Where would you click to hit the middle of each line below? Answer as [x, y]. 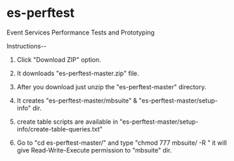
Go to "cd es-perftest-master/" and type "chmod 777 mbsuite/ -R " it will [122, 143]
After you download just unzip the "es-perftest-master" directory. [111, 86]
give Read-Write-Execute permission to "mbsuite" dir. [94, 150]
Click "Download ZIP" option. [59, 59]
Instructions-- [27, 46]
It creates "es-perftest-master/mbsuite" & [77, 101]
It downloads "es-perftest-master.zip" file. [78, 73]
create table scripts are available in [67, 122]
